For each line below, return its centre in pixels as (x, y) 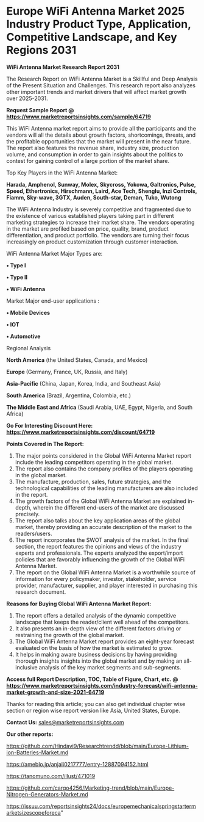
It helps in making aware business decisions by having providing (96, 654)
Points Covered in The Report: (45, 444)
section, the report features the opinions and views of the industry (98, 546)
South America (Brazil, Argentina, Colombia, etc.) (69, 395)
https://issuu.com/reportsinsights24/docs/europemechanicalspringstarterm (101, 806)
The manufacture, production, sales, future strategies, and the (93, 481)
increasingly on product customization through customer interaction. (92, 242)
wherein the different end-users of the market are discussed (108, 507)
